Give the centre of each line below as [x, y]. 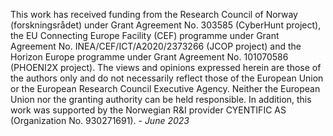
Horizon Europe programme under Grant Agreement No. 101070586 [149, 57]
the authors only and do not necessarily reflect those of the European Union [167, 78]
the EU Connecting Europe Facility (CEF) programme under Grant [145, 35]
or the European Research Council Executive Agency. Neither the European [165, 88]
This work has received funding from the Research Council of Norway [154, 14]
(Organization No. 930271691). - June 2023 [100, 120]
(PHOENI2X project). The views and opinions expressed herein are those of [166, 67]
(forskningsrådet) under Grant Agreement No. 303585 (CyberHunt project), [166, 25]
